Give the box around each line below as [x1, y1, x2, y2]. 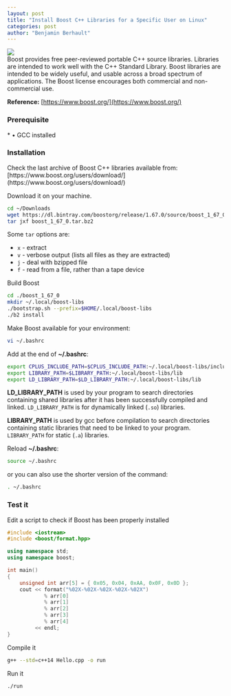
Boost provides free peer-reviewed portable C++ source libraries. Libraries [7, 55, 219, 63]
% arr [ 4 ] [43, 618, 69, 625]
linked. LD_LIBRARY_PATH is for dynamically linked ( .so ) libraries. [7, 403, 186, 411]
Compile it [7, 643, 36, 652]
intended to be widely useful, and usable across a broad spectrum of [7, 70, 203, 78]
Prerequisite [7, 115, 49, 125]
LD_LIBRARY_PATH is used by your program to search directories [7, 388, 194, 397]
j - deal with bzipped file [16, 258, 88, 266]
